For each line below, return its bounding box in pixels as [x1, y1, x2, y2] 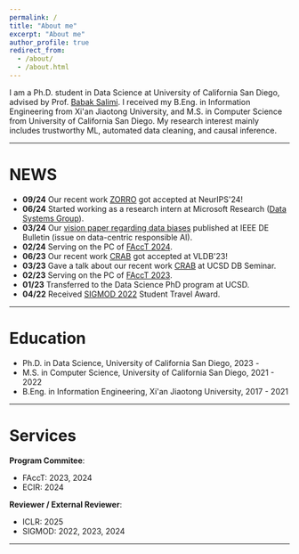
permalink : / [9, 12, 58, 22]
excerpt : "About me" [9, 29, 86, 38]
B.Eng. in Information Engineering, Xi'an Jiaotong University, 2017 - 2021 [21, 386, 289, 396]
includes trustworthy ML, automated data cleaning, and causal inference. [9, 125, 278, 135]
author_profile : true [9, 37, 90, 47]
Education [9, 329, 86, 348]
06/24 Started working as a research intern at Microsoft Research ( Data [21, 203, 287, 214]
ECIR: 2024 [21, 482, 64, 493]
